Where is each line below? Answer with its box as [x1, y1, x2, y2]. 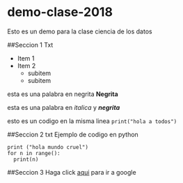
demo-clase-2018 [7, 4, 113, 20]
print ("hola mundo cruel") [7, 143, 89, 150]
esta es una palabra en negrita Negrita [7, 90, 118, 98]
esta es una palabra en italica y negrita [7, 103, 120, 111]
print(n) [13, 156, 39, 163]
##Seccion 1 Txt [7, 40, 54, 49]
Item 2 [17, 61, 36, 70]
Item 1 [17, 54, 35, 63]
